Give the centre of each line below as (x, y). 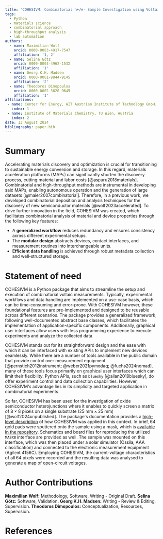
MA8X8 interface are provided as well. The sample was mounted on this (75, 437)
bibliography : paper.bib (30, 127)
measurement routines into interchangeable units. (62, 246)
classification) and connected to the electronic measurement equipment (77, 448)
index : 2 (20, 118)
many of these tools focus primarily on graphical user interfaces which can (80, 371)
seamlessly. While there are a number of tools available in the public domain (81, 355)
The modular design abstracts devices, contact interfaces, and (75, 241)
